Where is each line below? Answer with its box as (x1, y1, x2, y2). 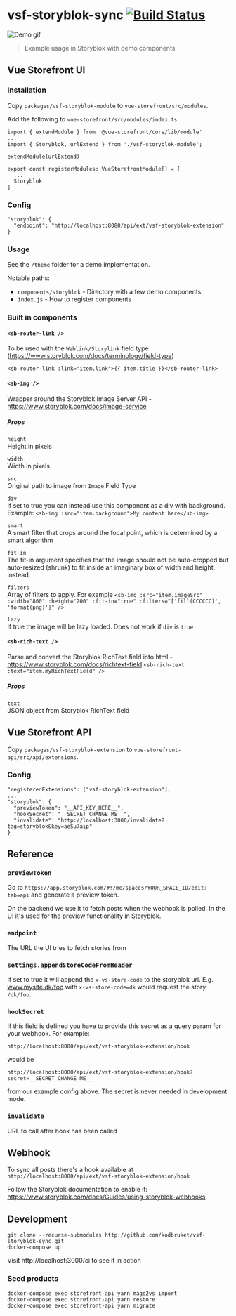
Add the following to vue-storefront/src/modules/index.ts (7, 114, 178, 123)
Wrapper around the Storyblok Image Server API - (7, 394, 152, 403)
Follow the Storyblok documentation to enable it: (7, 1185, 147, 1194)
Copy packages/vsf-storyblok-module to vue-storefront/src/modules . (7, 101, 209, 110)
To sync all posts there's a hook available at (7, 1166, 133, 1174)
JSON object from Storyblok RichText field (7, 706, 130, 714)
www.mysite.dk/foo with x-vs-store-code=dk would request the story (7, 983, 206, 992)
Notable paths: (7, 274, 51, 282)
